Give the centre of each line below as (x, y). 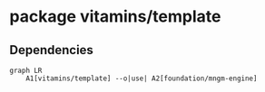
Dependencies (51, 50)
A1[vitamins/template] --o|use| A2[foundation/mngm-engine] (142, 78)
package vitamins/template (115, 17)
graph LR (26, 70)
